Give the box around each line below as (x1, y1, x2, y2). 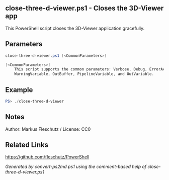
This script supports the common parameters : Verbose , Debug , (14, 67, 147, 72)
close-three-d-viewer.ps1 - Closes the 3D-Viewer (5, 4, 164, 13)
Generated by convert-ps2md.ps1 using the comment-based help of (5, 163, 147, 170)
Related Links (5, 141, 49, 149)
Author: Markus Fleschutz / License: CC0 (5, 126, 91, 132)
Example (5, 85, 33, 94)
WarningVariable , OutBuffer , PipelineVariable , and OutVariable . (14, 71, 154, 77)
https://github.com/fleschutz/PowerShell (5, 154, 90, 160)
